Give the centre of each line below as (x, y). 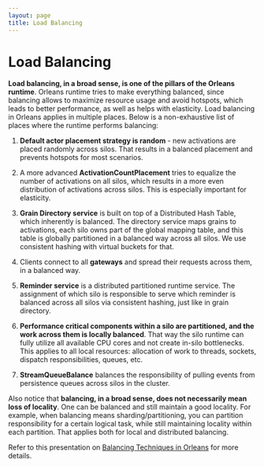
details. (20, 456)
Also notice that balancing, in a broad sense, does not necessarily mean (128, 398)
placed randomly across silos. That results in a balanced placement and (136, 149)
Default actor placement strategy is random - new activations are (128, 141)
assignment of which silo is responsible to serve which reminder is (128, 294)
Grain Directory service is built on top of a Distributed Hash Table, (128, 213)
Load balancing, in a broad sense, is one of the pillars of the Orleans (121, 84)
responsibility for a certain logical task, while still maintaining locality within (130, 424)
